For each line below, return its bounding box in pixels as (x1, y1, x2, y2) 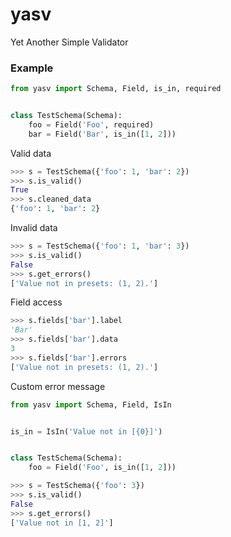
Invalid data (10, 222, 58, 234)
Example (10, 61, 54, 75)
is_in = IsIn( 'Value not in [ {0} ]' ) (10, 426, 163, 437)
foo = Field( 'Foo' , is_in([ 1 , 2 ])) (28, 463, 177, 473)
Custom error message (10, 380, 106, 392)
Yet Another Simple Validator (10, 36, 129, 48)
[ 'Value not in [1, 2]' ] (10, 518, 114, 528)
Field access (10, 296, 63, 308)
